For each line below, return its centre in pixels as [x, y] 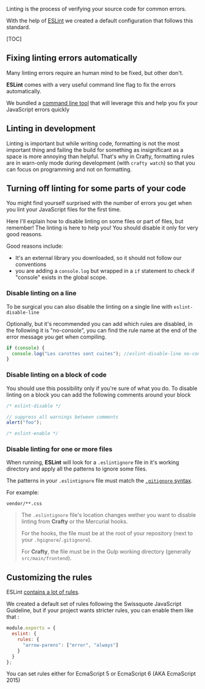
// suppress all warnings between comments [63, 417]
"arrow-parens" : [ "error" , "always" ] [70, 645]
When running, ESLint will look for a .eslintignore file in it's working [93, 463]
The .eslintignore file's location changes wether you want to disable [109, 515]
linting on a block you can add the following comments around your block [99, 395]
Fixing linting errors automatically [72, 58]
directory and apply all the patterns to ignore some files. [77, 469]
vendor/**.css [24, 504]
